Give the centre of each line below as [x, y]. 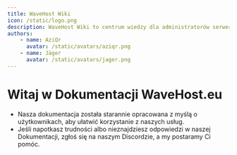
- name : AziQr [41, 40]
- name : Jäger [41, 54]
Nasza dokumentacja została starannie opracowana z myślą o [107, 114]
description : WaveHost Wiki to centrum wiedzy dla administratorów [109, 27]
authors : [20, 33]
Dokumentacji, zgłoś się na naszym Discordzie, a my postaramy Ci [114, 136]
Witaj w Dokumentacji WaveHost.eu [115, 94]
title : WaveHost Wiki [39, 14]
